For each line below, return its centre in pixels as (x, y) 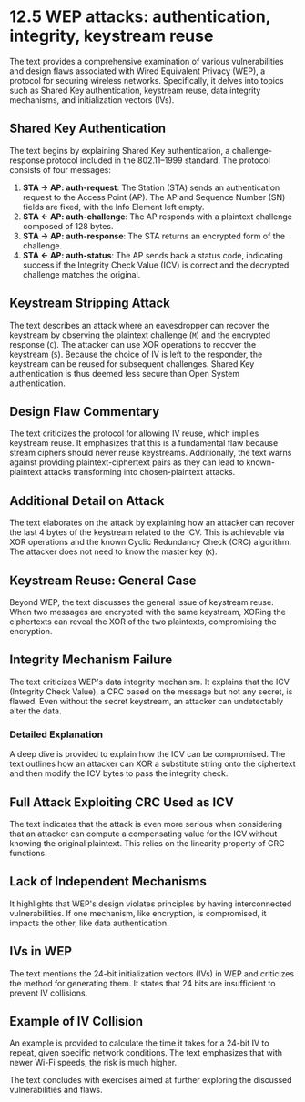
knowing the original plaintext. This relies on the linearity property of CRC (147, 843)
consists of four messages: (61, 169)
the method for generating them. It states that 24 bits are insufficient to (142, 983)
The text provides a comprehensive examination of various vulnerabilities (147, 61)
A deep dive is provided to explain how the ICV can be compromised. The (147, 754)
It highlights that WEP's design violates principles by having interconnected (151, 904)
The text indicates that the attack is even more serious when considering (146, 824)
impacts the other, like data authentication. (89, 923)
